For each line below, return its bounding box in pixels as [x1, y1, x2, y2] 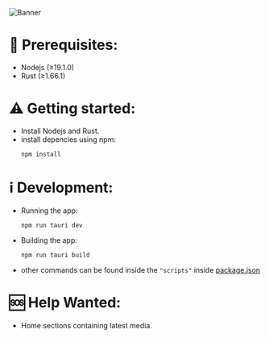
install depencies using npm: [20, 134, 116, 144]
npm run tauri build [20, 251, 90, 259]
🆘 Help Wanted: [9, 294, 122, 311]
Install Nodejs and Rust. [20, 126, 100, 136]
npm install [20, 150, 61, 158]
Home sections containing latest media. [20, 320, 152, 330]
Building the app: [20, 235, 77, 245]
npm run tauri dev [20, 221, 83, 229]
